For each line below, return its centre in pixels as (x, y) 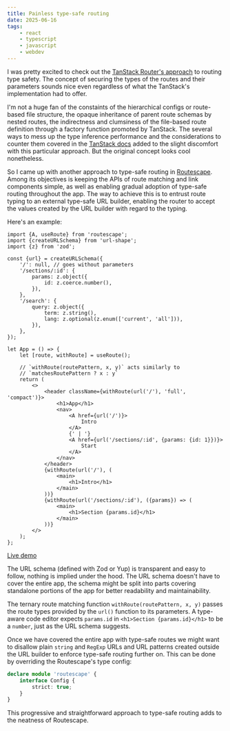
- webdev (32, 52)
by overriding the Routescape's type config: (70, 661)
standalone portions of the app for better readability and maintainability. (109, 590)
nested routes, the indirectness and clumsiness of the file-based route (107, 121)
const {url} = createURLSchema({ (55, 259)
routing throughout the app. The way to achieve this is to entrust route (107, 193)
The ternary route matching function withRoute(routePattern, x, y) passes (115, 604)
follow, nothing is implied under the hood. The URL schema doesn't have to (114, 576)
